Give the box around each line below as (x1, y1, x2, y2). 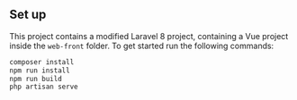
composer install (9, 57, 75, 66)
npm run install (9, 66, 70, 75)
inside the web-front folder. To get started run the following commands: (9, 40, 274, 51)
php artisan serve (9, 82, 78, 92)
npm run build (9, 74, 63, 83)
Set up (9, 7, 47, 22)
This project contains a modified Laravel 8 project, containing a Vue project (9, 30, 289, 41)
